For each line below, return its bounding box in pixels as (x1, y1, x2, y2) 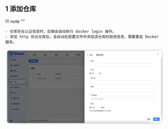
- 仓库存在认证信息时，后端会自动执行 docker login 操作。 (5, 29, 117, 34)
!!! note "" (5, 18, 25, 24)
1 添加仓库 (5, 4, 37, 13)
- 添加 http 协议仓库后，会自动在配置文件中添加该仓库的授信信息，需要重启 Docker (5, 34, 159, 39)
